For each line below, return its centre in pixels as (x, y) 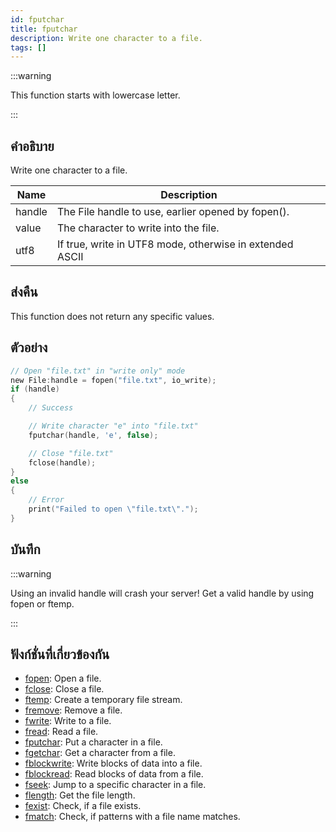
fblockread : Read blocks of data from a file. (114, 774)
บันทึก (25, 549)
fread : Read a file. (61, 732)
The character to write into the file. (138, 228)
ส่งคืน (24, 292)
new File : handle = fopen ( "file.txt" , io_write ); (113, 380)
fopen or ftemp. (42, 603)
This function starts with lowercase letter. (95, 95)
